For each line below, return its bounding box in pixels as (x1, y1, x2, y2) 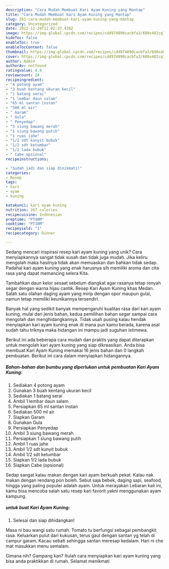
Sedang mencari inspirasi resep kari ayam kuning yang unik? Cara (6, 249, 142, 255)
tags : (6, 180, 17, 185)
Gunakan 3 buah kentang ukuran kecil (13, 387, 92, 393)
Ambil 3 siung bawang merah (13, 430, 74, 436)
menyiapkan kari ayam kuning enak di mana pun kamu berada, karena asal (6, 322, 160, 328)
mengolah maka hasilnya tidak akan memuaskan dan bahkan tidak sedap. (6, 259, 158, 265)
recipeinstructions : (6, 157, 49, 162)
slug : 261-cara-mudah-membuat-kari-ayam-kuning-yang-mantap (6, 17, 134, 22)
